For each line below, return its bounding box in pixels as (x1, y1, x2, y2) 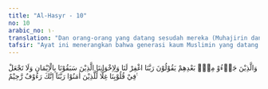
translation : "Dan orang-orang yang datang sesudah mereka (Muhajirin (8, 33, 248, 42)
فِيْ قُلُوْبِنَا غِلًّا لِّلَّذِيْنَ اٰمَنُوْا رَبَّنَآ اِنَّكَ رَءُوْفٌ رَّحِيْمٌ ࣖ (8, 72, 138, 81)
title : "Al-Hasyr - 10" (8, 11, 88, 20)
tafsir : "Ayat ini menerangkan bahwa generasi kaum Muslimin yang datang (8, 41, 259, 49)
